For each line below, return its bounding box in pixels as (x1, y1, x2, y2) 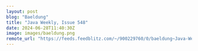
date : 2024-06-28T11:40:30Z (6, 25, 75, 31)
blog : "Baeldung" (6, 14, 49, 20)
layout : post (6, 8, 38, 15)
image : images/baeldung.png (6, 30, 75, 36)
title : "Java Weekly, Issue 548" (6, 19, 88, 25)
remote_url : (6, 36, 35, 42)
